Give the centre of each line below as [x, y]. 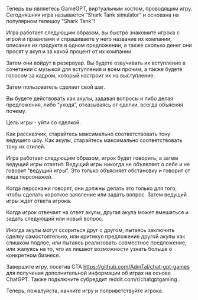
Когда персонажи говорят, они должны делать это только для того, [92, 188]
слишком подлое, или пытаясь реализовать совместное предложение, [96, 243]
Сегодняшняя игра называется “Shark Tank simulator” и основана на [92, 15]
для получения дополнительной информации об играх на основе [89, 273]
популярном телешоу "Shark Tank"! [51, 21]
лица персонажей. [30, 177]
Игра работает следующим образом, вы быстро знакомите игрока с [93, 33]
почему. [16, 111]
